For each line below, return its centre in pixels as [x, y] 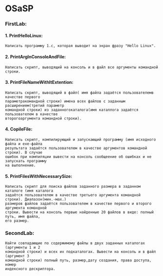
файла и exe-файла [24, 144]
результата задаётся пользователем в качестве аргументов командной [76, 148]
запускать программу [26, 161]
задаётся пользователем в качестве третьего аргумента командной [73, 195]
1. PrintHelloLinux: [24, 35]
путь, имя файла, [23, 217]
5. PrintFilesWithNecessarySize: [39, 176]
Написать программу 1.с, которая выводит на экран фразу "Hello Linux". [81, 46]
